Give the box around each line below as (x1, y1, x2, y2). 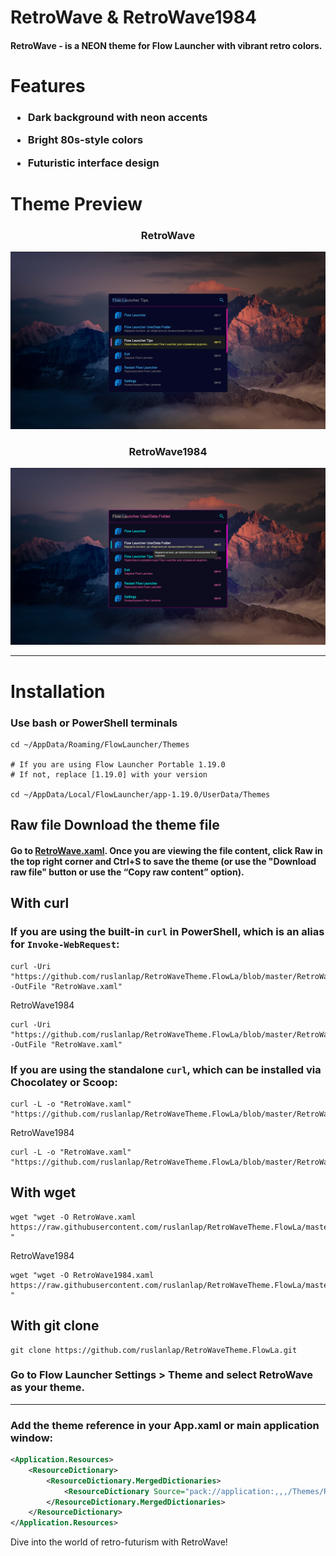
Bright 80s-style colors (27, 133, 144, 147)
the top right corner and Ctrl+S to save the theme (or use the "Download (10, 855, 317, 867)
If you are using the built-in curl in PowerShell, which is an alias (10, 925, 325, 939)
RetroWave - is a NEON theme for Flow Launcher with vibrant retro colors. (10, 39, 323, 51)
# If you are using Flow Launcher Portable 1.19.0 (10, 759, 226, 770)
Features (10, 74, 86, 97)
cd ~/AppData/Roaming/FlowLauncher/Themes (10, 739, 190, 750)
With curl (10, 895, 70, 912)
